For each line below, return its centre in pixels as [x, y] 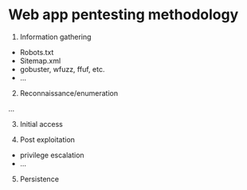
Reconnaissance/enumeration [69, 93]
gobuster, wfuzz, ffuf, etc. [62, 69]
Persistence [39, 179]
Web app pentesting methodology [123, 15]
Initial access [41, 124]
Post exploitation [47, 139]
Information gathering [55, 37]
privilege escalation [52, 155]
